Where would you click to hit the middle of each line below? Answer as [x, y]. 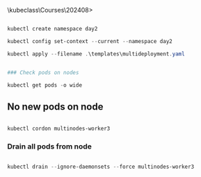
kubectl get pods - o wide [45, 85]
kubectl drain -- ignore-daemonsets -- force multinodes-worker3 [101, 167]
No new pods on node [55, 107]
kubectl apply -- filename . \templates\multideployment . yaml [96, 54]
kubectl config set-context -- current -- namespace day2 [90, 41]
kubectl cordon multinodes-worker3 [59, 129]
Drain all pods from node [50, 146]
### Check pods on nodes [43, 72]
